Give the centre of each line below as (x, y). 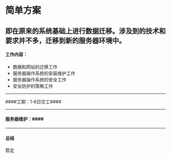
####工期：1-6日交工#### (33, 101)
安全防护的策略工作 (33, 86)
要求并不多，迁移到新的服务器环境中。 (65, 41)
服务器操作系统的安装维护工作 (44, 73)
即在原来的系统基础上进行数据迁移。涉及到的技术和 (85, 31)
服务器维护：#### (25, 119)
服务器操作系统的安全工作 (39, 79)
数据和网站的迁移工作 (35, 66)
